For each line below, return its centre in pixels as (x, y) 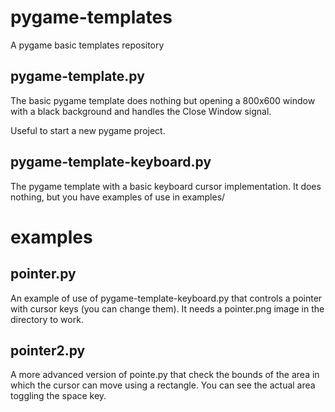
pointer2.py (48, 350)
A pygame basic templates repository (87, 45)
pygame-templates (91, 17)
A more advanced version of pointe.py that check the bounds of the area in (165, 375)
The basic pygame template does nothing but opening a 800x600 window (163, 100)
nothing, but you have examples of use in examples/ (118, 197)
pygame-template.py (77, 76)
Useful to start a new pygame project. (88, 130)
